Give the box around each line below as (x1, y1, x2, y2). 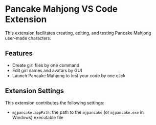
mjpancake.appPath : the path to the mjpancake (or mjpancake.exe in (12, 109, 144, 115)
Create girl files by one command (12, 62, 80, 68)
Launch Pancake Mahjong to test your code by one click (12, 72, 126, 79)
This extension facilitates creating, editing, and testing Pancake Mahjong (5, 30, 152, 36)
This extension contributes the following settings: (5, 100, 104, 105)
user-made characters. (5, 35, 51, 41)
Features (5, 49, 33, 58)
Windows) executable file (12, 114, 64, 120)
